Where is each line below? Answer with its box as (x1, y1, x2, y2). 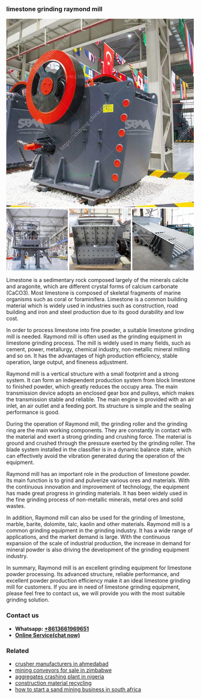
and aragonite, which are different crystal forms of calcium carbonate (6, 283, 178, 290)
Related (6, 647, 29, 655)
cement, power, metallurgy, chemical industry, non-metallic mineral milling (6, 346, 190, 353)
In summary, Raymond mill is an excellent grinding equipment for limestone (6, 564, 192, 571)
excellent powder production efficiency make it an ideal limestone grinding (6, 577, 191, 585)
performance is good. (6, 409, 60, 416)
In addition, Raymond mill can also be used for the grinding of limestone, (6, 514, 185, 521)
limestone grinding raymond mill (6, 5, 103, 13)
